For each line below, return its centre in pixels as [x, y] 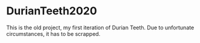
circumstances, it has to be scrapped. [53, 33]
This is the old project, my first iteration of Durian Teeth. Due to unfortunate [100, 27]
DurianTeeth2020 [52, 11]
